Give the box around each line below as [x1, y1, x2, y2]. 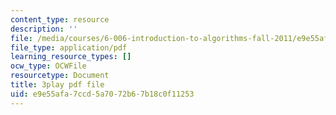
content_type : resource [10, 14, 110, 25]
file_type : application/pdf [10, 42, 128, 53]
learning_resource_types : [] [10, 52, 132, 62]
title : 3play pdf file [10, 80, 105, 90]
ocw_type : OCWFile [10, 61, 87, 71]
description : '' [10, 24, 78, 34]
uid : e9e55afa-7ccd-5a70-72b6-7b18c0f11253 [10, 89, 195, 99]
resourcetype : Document [10, 71, 110, 81]
